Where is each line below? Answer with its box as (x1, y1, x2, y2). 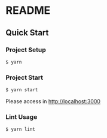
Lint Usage (5, 112, 38, 121)
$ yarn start (5, 87, 38, 93)
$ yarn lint (5, 127, 35, 133)
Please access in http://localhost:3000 (5, 97, 101, 105)
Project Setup (5, 46, 46, 54)
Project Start (5, 73, 43, 82)
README (5, 4, 51, 17)
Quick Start (5, 28, 49, 38)
